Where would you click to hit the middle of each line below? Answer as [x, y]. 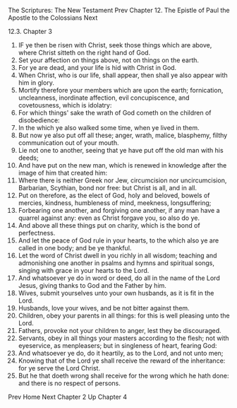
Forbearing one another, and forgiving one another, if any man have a [119, 210]
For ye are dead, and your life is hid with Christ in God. [97, 68]
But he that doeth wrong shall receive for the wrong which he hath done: [123, 375]
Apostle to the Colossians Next [53, 18]
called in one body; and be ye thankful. [75, 248]
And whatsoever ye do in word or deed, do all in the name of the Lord [119, 278]
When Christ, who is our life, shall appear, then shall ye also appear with [123, 75]
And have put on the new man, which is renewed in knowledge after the [122, 165]
